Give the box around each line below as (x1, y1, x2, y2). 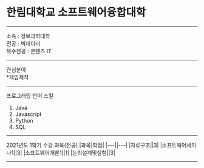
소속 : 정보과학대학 (6, 32, 50, 39)
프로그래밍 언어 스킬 (6, 92, 53, 99)
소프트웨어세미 (161, 141, 197, 149)
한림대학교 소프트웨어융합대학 (6, 5, 146, 19)
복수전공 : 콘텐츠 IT (6, 47, 52, 54)
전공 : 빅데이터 (6, 40, 41, 47)
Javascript (15, 110, 42, 118)
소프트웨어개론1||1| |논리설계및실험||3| (25, 149, 115, 156)
